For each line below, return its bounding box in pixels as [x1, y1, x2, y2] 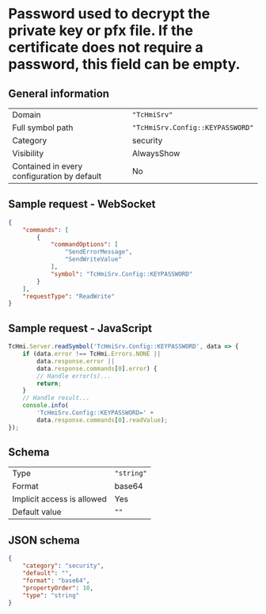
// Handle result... [22, 394, 90, 402]
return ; [36, 379, 62, 387]
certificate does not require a [8, 39, 203, 56]
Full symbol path [12, 122, 74, 133]
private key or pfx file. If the [8, 21, 194, 40]
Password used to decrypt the [8, 5, 211, 23]
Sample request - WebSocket [8, 197, 156, 211]
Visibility [12, 148, 44, 158]
